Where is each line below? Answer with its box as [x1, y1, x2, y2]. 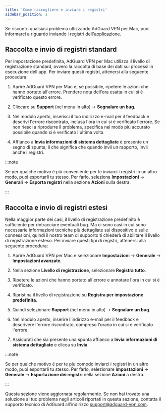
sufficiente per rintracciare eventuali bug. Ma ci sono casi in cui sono [5, 222, 146, 228]
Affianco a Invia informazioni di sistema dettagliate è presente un [12, 139, 149, 145]
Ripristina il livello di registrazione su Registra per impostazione [12, 292, 144, 298]
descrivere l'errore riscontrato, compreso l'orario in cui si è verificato [12, 322, 153, 328]
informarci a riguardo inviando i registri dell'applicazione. [5, 31, 121, 37]
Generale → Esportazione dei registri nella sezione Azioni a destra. [5, 372, 145, 378]
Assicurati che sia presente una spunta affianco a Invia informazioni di [12, 337, 158, 343]
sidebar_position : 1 [5, 12, 48, 17]
